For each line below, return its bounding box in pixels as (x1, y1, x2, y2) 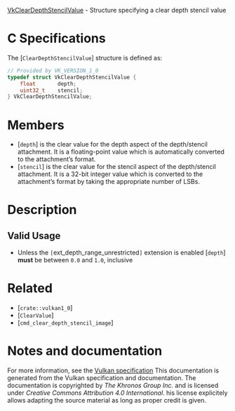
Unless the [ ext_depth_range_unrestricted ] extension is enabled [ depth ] (17, 248, 226, 257)
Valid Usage (7, 229, 61, 241)
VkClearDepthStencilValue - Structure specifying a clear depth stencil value (7, 6, 227, 14)
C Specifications (7, 31, 107, 46)
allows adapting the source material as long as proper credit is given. (7, 396, 207, 405)
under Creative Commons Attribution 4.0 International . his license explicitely (7, 389, 228, 397)
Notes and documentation (7, 343, 163, 359)
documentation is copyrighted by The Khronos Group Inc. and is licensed (7, 382, 219, 390)
